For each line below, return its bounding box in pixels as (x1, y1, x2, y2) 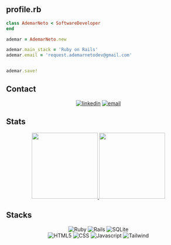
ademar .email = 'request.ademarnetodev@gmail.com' (6, 52, 132, 58)
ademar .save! (6, 68, 38, 74)
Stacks (6, 210, 32, 220)
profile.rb (6, 5, 42, 15)
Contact (6, 84, 36, 94)
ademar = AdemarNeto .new (6, 36, 67, 42)
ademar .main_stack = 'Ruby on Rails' (6, 47, 98, 53)
